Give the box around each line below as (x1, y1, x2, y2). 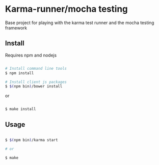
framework (5, 25, 27, 30)
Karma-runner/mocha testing (5, 3, 128, 15)
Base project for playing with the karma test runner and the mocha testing (5, 20, 155, 26)
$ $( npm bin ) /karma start (5, 137, 58, 142)
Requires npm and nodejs (5, 52, 57, 58)
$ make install (5, 107, 36, 111)
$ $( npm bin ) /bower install (5, 84, 63, 89)
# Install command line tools (5, 66, 67, 71)
